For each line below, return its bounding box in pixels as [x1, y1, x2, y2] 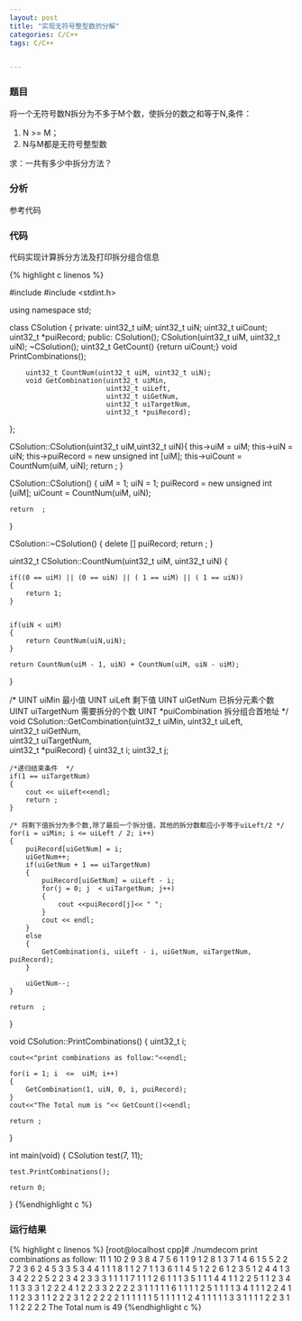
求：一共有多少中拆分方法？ [9, 157, 113, 168]
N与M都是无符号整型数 [22, 138, 107, 149]
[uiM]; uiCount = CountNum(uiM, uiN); [9, 488, 151, 498]
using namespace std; [9, 304, 92, 316]
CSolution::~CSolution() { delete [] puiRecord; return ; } [9, 538, 214, 549]
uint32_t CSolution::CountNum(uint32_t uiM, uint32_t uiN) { [9, 556, 228, 567]
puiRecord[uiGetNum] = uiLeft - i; [41, 877, 176, 886]
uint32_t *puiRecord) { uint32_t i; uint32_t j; [9, 745, 169, 756]
